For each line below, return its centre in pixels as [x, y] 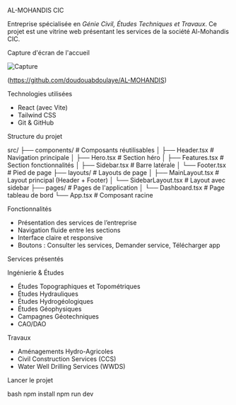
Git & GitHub [36, 122]
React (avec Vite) [43, 108]
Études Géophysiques [49, 309]
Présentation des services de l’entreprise [77, 223]
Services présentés [35, 259]
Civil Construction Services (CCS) [67, 359]
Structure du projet [35, 136]
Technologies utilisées [40, 94]
